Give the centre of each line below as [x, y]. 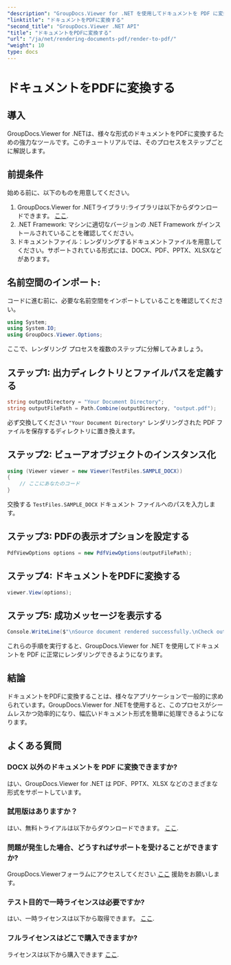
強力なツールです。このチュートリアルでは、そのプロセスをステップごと [121, 142]
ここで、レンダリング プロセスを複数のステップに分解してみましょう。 [107, 349]
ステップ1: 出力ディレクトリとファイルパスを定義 [111, 373]
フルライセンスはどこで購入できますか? [72, 938]
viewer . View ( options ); [40, 592]
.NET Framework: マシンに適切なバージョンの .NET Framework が [110, 224]
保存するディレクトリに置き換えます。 [85, 430]
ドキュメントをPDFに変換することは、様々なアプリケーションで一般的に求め [115, 696]
